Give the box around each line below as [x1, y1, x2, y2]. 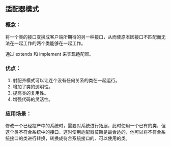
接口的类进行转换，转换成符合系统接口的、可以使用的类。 [9, 135, 130, 141]
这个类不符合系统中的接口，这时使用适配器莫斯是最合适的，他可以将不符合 [5, 129, 161, 135]
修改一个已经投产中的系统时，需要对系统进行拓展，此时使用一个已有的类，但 [5, 123, 166, 129]
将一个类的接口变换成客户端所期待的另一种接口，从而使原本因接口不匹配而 [5, 33, 161, 40]
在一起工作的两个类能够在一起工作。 [9, 40, 85, 46]
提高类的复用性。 [12, 90, 49, 96]
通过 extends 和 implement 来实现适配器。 [5, 51, 94, 57]
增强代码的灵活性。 [12, 96, 53, 102]
